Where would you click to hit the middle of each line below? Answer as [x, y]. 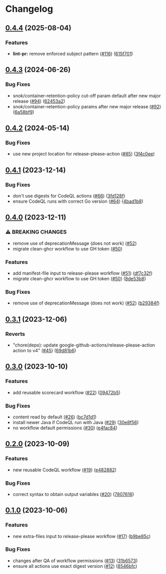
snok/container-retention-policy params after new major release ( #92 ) [87, 106]
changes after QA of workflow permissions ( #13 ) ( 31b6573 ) [75, 561]
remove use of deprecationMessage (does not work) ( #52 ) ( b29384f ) [86, 303]
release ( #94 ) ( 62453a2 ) [39, 101]
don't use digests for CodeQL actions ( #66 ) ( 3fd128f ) [69, 196]
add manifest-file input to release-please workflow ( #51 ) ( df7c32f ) [82, 273]
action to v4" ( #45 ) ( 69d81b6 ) [44, 350]
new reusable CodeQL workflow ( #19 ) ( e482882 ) [65, 470]
